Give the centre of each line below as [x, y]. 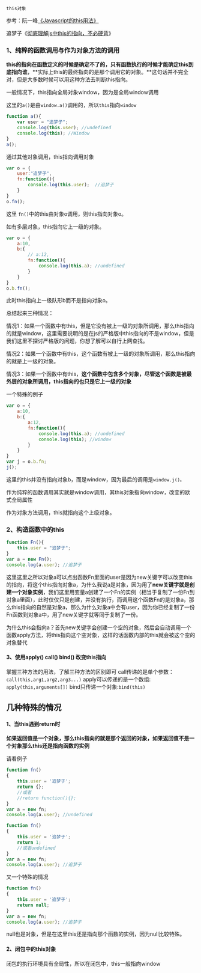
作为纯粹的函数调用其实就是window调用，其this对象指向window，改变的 [96, 492]
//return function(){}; [47, 798]
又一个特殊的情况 [27, 877]
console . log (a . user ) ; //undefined [49, 815]
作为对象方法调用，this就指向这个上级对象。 [61, 512]
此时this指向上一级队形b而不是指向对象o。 [58, 300]
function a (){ [24, 117]
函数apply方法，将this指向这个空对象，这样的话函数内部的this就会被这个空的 [101, 635]
